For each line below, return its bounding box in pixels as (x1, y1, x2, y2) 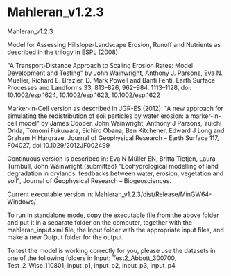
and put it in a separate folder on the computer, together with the (7, 218, 193, 226)
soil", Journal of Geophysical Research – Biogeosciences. (7, 176, 172, 184)
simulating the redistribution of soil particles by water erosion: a (7, 112, 189, 120)
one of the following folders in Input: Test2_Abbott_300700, (7, 254, 177, 262)
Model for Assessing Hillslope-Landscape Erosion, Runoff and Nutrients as (7, 40, 221, 49)
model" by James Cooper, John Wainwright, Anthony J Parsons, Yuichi (18, 119, 222, 127)
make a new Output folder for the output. (7, 233, 124, 241)
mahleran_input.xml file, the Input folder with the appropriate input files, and (7, 225, 224, 234)
